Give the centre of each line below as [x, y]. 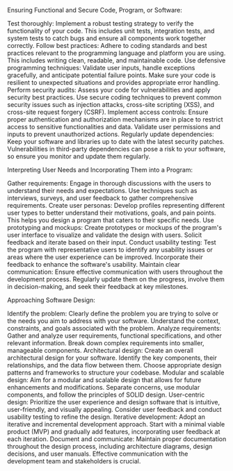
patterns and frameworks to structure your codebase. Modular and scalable [116, 372]
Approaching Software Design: [51, 300]
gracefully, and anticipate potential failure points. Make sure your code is [112, 75]
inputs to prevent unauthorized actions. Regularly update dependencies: [111, 134]
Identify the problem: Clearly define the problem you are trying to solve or [113, 313]
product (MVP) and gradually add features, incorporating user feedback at [114, 431]
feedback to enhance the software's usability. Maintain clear [94, 264]
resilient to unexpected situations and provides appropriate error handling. [114, 82]
